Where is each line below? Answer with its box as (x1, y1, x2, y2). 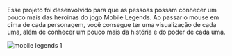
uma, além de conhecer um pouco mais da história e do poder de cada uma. (7, 28, 226, 36)
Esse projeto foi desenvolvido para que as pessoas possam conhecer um (7, 6, 217, 14)
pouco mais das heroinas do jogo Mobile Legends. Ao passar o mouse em (7, 13, 219, 21)
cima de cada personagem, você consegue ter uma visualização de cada (7, 21, 217, 28)
